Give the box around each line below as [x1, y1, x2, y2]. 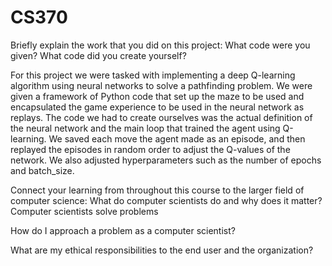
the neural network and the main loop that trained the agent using [10, 122, 281, 134]
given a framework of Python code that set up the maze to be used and [10, 90, 305, 102]
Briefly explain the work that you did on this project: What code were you [10, 39, 311, 51]
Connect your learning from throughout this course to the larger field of [10, 184, 305, 196]
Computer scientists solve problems [10, 205, 159, 217]
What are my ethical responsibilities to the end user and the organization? [10, 244, 314, 256]
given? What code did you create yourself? [10, 49, 187, 61]
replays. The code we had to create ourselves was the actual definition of [10, 111, 313, 123]
